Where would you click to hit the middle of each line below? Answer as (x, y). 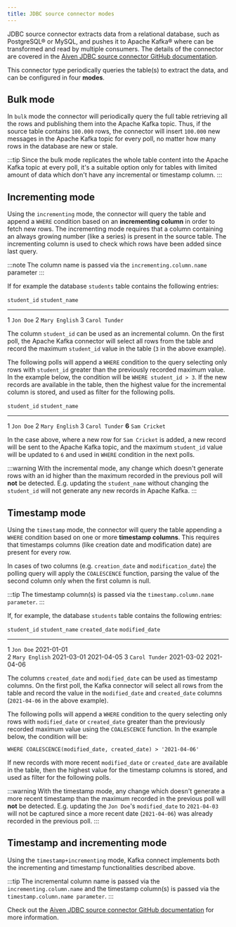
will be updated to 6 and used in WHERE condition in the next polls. (101, 455)
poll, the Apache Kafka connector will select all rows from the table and (111, 341)
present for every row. (39, 553)
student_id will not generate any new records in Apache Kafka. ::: (102, 491)
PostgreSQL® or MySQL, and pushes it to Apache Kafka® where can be (111, 41)
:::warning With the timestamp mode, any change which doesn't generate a (116, 791)
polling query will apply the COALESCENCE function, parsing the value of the (113, 574)
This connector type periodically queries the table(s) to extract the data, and (118, 70)
